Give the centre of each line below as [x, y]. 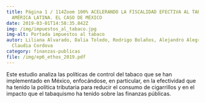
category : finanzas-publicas [43, 51]
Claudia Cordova [32, 46]
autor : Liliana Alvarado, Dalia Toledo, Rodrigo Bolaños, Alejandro [95, 40]
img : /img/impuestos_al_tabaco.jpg [52, 29]
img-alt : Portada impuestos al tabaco [56, 35]
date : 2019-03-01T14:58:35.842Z [47, 23]
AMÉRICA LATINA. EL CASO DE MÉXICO [57, 18]
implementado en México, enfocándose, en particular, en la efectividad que [101, 81]
